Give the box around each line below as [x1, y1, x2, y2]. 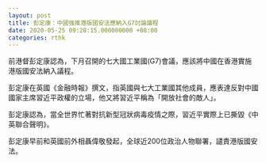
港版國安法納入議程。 [8, 66, 78, 76]
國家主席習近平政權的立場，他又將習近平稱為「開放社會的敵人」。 [8, 93, 221, 103]
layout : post [8, 11, 52, 20]
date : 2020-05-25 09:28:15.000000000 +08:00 [8, 26, 158, 34]
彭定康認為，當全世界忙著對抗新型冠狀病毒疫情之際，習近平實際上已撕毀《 [8, 110, 252, 119]
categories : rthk [8, 33, 66, 42]
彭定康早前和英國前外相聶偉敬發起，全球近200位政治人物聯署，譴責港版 [8, 136, 245, 146]
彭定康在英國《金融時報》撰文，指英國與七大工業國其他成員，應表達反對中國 [8, 83, 259, 93]
